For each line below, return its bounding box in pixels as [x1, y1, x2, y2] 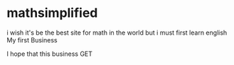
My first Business [6, 35, 58, 44]
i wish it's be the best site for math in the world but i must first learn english [6, 28, 228, 37]
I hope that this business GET [6, 49, 93, 58]
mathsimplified [6, 5, 98, 21]
